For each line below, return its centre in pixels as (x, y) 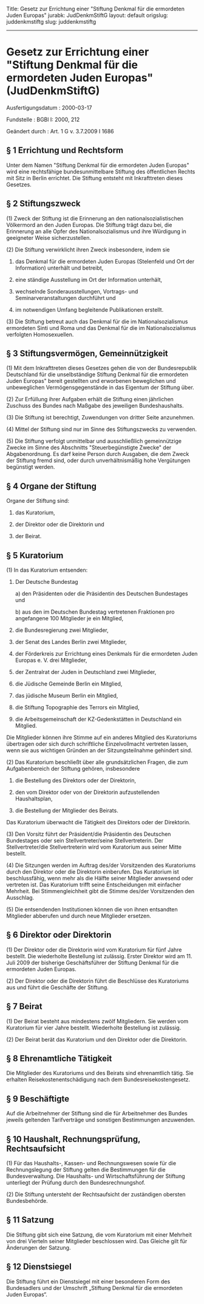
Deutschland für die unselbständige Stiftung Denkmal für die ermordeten (97, 374)
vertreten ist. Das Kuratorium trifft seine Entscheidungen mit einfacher (94, 885)
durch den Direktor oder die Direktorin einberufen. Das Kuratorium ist (93, 872)
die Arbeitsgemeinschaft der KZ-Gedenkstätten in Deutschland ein (98, 719)
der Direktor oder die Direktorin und (59, 524)
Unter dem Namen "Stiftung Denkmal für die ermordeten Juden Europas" (98, 165)
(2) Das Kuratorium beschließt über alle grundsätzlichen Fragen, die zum (97, 762)
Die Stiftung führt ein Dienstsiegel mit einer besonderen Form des (88, 1281)
